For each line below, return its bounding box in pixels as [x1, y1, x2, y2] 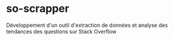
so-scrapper [6, 2, 70, 16]
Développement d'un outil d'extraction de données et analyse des [6, 21, 168, 29]
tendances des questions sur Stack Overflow [6, 27, 117, 35]
